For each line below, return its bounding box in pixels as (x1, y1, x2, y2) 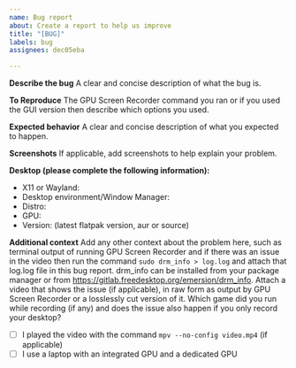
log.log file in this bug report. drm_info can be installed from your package (9, 265, 280, 276)
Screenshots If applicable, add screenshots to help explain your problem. (9, 148, 277, 159)
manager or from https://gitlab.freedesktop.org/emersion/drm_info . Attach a (9, 275, 286, 286)
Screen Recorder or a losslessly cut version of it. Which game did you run (9, 294, 277, 304)
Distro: (21, 201, 47, 212)
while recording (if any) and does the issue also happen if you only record (9, 303, 278, 314)
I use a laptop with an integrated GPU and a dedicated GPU (21, 349, 238, 359)
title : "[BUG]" (9, 29, 65, 38)
